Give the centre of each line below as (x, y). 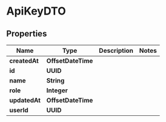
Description (116, 51)
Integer (57, 90)
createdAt (24, 61)
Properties (27, 34)
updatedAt (25, 100)
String (55, 80)
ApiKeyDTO (36, 11)
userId (19, 110)
